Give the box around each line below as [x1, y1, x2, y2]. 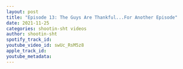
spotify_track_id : [6, 37, 52, 43]
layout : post [6, 8, 39, 15]
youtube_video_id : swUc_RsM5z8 [6, 43, 84, 49]
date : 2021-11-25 [6, 20, 50, 26]
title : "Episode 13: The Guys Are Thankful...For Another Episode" [6, 14, 178, 20]
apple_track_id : [6, 48, 47, 54]
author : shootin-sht [6, 31, 58, 37]
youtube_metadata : [6, 53, 52, 59]
